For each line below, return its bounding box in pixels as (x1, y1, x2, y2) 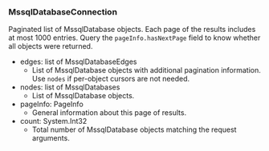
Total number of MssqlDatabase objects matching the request (31, 125, 237, 134)
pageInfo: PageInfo (19, 99, 84, 109)
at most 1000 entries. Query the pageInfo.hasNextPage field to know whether (8, 33, 261, 42)
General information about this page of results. (31, 108, 187, 117)
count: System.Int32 (19, 117, 88, 126)
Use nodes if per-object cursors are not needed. (31, 74, 190, 84)
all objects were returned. (8, 42, 93, 51)
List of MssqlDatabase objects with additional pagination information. (31, 66, 261, 75)
